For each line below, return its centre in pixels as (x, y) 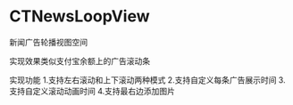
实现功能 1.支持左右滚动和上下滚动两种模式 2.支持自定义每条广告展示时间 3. (147, 80)
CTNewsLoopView (80, 16)
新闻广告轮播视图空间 (48, 42)
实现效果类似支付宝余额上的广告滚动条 (80, 61)
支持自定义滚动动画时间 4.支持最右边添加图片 (92, 91)
